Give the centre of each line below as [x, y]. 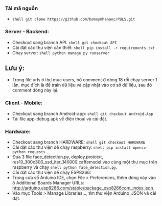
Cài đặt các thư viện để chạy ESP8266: [52, 172]
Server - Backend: [27, 32]
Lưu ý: [15, 68]
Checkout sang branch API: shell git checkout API [65, 42]
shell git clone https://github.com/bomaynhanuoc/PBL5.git [74, 20]
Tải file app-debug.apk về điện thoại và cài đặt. [60, 119]
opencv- [140, 148]
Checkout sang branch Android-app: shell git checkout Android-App [82, 114]
